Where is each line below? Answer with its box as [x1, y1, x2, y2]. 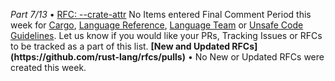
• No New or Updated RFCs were [187, 51, 325, 63]
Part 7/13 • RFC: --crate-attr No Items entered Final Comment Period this [10, 9, 312, 20]
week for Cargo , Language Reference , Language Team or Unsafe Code [10, 19, 304, 31]
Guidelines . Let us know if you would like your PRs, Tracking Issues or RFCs [10, 30, 323, 41]
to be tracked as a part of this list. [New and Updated [10, 40, 231, 52]
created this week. [10, 62, 87, 73]
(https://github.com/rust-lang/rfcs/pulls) [10, 51, 186, 63]
